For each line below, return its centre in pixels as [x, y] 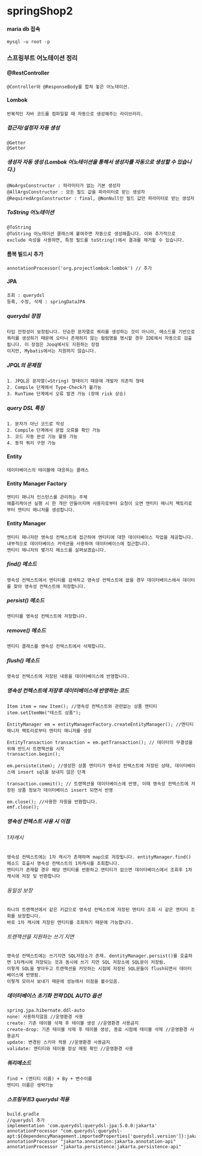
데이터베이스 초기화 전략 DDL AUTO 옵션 [54, 995]
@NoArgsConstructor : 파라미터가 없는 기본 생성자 [64, 185]
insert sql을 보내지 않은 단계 [52, 772]
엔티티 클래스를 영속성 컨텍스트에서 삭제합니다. [57, 647]
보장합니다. [29, 916]
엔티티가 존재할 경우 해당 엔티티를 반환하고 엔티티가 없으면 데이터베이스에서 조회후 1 [97, 870]
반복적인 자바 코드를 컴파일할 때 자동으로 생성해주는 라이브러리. [75, 114]
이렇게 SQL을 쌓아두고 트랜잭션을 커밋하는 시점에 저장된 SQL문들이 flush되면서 [92, 969]
